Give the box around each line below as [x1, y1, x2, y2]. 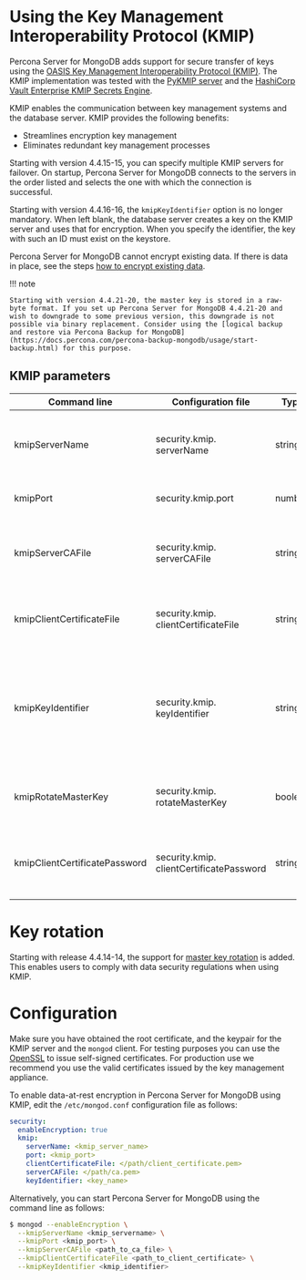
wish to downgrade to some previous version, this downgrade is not [9, 312, 275, 321]
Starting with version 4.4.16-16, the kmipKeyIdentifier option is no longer [9, 203, 284, 215]
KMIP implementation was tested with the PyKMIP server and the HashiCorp [9, 75, 296, 86]
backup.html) [9, 344, 59, 353]
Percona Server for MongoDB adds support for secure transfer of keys [9, 56, 275, 67]
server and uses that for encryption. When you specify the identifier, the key [9, 223, 296, 234]
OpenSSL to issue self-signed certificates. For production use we [9, 1052, 255, 1063]
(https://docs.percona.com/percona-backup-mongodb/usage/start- [9, 335, 259, 345]
